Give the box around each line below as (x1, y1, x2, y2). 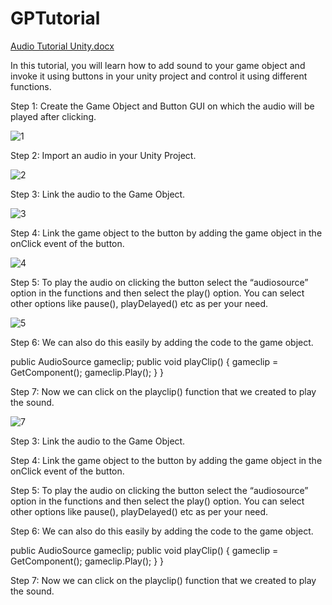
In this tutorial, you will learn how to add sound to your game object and (10, 59, 306, 71)
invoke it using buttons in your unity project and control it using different (10, 70, 308, 82)
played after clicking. (10, 110, 97, 122)
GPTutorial (10, 7, 101, 30)
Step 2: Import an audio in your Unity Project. (10, 149, 197, 161)
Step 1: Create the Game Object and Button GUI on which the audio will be (10, 100, 315, 112)
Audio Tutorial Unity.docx (10, 40, 115, 52)
